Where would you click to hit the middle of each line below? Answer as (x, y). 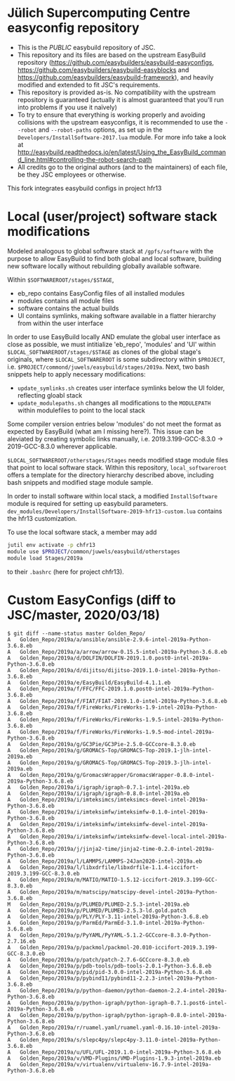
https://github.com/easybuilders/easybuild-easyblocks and (103, 70)
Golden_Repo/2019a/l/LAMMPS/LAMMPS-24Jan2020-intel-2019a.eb (111, 861)
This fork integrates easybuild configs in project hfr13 (85, 188)
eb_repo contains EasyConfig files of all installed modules (101, 293)
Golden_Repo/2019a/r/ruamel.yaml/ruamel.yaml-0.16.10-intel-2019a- (120, 1028)
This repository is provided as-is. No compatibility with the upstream (116, 92)
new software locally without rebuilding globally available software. (104, 266)
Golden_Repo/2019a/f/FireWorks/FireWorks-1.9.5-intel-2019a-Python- (122, 720)
